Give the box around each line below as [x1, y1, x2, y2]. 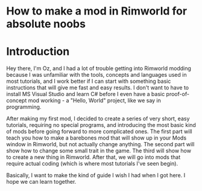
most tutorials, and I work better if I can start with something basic [6, 77, 171, 85]
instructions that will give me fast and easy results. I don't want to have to [6, 84, 189, 91]
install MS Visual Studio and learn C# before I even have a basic [6, 91, 165, 98]
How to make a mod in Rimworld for [6, 4, 188, 18]
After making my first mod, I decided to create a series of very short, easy [6, 115, 190, 122]
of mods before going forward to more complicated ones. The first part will [6, 128, 192, 135]
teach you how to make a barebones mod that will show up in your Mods [6, 134, 187, 141]
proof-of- [166, 91, 190, 98]
